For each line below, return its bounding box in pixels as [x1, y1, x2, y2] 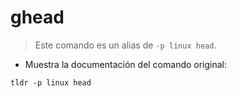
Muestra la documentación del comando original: [24, 58, 228, 70]
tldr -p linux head [10, 77, 92, 88]
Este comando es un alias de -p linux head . [34, 39, 217, 51]
